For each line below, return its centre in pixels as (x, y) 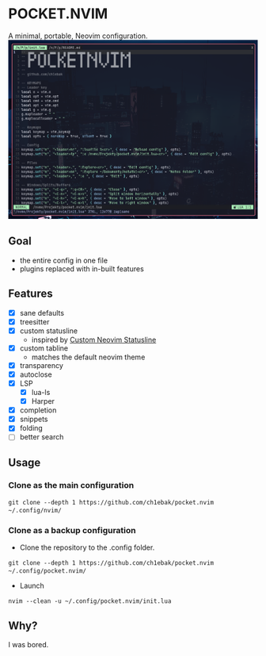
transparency (41, 365)
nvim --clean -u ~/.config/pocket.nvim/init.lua (90, 601)
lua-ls (41, 392)
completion (38, 410)
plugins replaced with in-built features (82, 269)
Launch (32, 586)
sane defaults (42, 313)
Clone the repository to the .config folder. (87, 547)
